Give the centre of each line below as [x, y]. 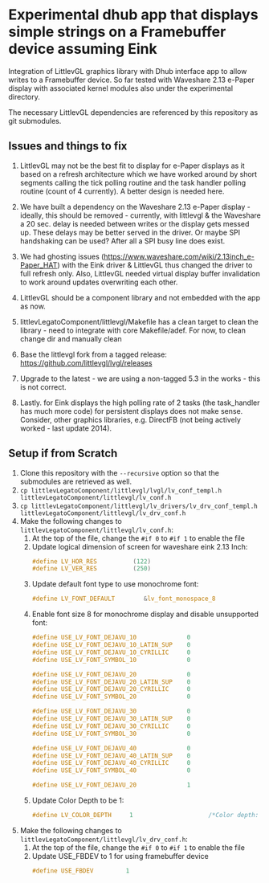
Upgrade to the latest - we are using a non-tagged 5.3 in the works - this [140, 378]
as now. [33, 306]
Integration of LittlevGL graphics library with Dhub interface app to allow [128, 71]
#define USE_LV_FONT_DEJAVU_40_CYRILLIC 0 [111, 763]
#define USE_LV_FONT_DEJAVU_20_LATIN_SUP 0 [111, 682]
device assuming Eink [83, 49]
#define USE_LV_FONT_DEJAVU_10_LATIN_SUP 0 [111, 645]
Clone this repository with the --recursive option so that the [119, 472]
